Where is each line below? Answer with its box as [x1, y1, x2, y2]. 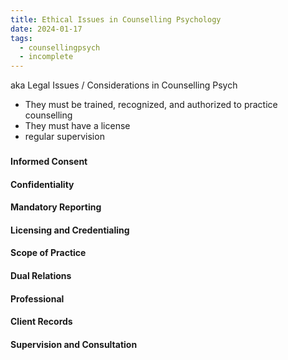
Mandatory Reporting [10, 201, 102, 213]
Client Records [10, 316, 73, 328]
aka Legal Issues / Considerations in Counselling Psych [10, 79, 238, 91]
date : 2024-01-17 [10, 24, 83, 34]
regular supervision [24, 131, 105, 143]
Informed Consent [10, 156, 88, 168]
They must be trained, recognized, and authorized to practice [24, 99, 278, 111]
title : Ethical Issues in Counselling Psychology [10, 14, 222, 25]
